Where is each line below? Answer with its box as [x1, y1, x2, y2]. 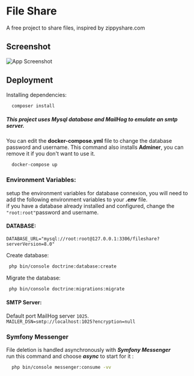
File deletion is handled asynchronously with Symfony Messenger [6, 346, 171, 354]
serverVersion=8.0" [6, 241, 55, 247]
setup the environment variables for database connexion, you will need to [6, 189, 188, 196]
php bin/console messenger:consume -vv [11, 365, 112, 371]
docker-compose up [11, 161, 58, 168]
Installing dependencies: [6, 91, 67, 98]
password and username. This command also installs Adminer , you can [6, 143, 184, 151]
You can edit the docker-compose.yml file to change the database [6, 137, 172, 145]
